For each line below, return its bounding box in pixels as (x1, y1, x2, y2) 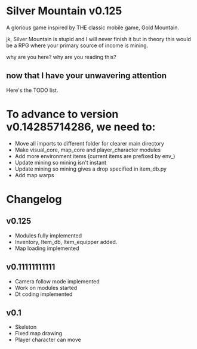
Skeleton (14, 323, 37, 331)
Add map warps (14, 171, 54, 178)
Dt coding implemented (14, 291, 73, 298)
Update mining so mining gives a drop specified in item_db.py (14, 165, 167, 172)
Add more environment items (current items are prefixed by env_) (14, 152, 176, 159)
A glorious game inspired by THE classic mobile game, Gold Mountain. (6, 24, 180, 31)
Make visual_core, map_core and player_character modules (14, 146, 161, 153)
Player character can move (14, 336, 82, 344)
